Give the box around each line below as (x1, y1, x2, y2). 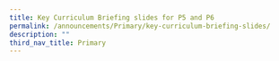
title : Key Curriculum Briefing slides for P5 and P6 (9, 13, 215, 22)
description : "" (9, 30, 70, 39)
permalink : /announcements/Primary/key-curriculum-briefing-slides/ (9, 22, 271, 30)
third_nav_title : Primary (9, 38, 106, 48)
